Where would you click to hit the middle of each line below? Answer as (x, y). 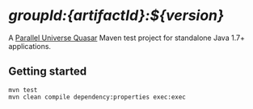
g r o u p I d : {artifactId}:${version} (116, 16)
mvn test (23, 90)
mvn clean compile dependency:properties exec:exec (97, 97)
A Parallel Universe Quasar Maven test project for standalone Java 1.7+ (126, 38)
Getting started (48, 72)
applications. (30, 46)
